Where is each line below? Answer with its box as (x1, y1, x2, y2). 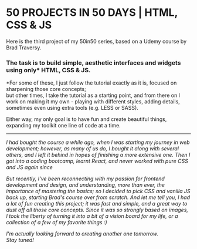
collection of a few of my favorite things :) (6, 219, 107, 226)
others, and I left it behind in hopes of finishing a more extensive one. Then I (6, 152, 191, 159)
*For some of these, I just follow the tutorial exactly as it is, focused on (6, 79, 177, 86)
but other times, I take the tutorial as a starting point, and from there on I (6, 92, 181, 99)
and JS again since (6, 164, 53, 171)
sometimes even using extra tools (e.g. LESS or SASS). (6, 105, 139, 112)
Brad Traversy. (6, 44, 42, 51)
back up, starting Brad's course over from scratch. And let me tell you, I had (6, 194, 191, 201)
